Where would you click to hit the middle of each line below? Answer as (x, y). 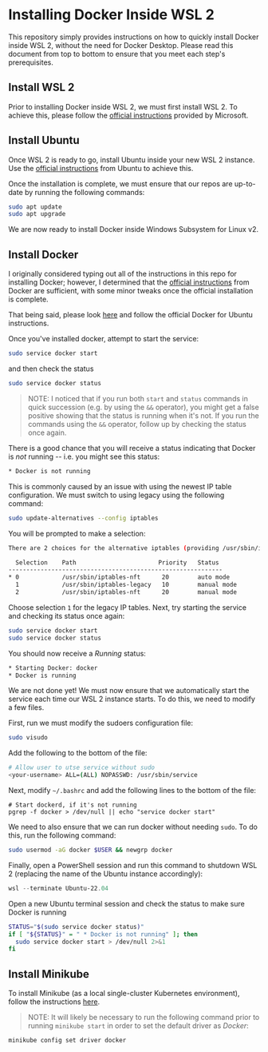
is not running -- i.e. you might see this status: (84, 456)
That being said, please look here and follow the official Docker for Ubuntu (131, 315)
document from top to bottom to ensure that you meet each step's (117, 54)
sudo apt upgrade (37, 214)
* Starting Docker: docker (53, 668)
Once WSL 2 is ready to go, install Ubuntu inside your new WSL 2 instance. (132, 159)
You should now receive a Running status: (77, 653)
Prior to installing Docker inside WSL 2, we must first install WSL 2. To (123, 106)
